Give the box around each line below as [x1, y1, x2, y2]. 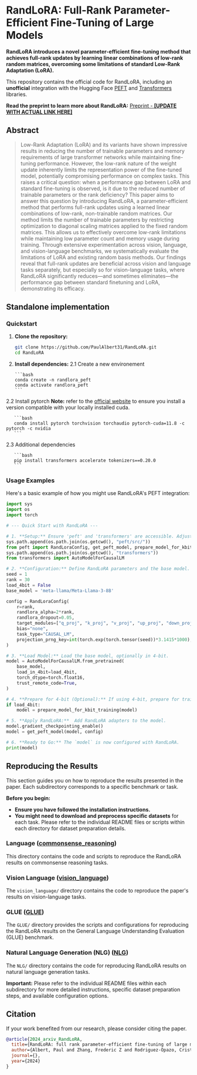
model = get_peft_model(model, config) [6, 729, 104, 735]
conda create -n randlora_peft [14, 377, 91, 383]
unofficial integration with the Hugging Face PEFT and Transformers [6, 84, 172, 91]
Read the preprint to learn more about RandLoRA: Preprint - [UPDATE [6, 102, 177, 109]
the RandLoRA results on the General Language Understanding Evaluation [6, 928, 185, 935]
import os [6, 507, 30, 513]
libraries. [6, 91, 28, 98]
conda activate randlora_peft [14, 382, 89, 389]
